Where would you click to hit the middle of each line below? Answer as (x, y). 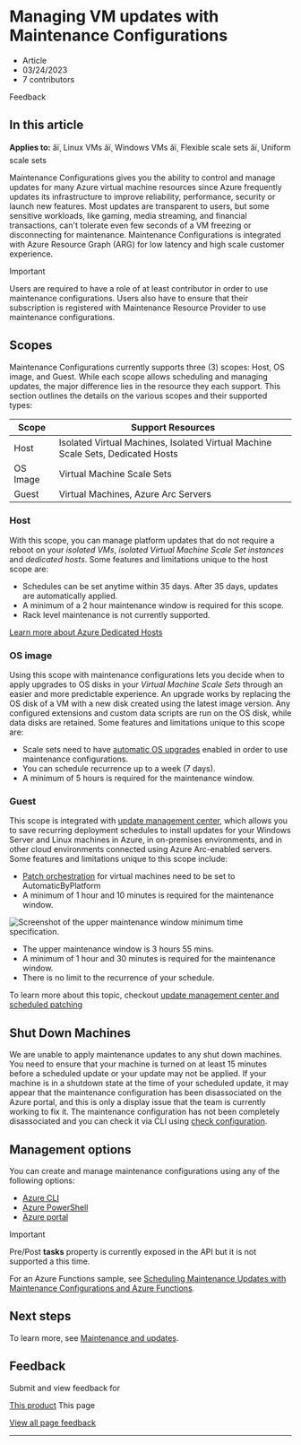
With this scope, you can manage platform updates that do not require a (142, 540)
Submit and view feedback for (65, 1388)
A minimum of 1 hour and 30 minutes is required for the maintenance (149, 959)
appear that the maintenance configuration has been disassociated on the (146, 1092)
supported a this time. (50, 1261)
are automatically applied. (70, 596)
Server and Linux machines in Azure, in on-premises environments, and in (146, 840)
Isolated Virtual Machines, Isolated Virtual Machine (165, 442)
